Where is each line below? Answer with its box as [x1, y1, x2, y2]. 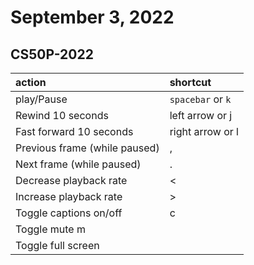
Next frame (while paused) [15, 157, 142, 171]
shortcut [169, 76, 212, 89]
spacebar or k [169, 92, 232, 106]
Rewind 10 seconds [15, 109, 109, 122]
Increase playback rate [15, 190, 123, 203]
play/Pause [15, 92, 68, 106]
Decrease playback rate [15, 174, 128, 187]
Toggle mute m [15, 222, 86, 236]
